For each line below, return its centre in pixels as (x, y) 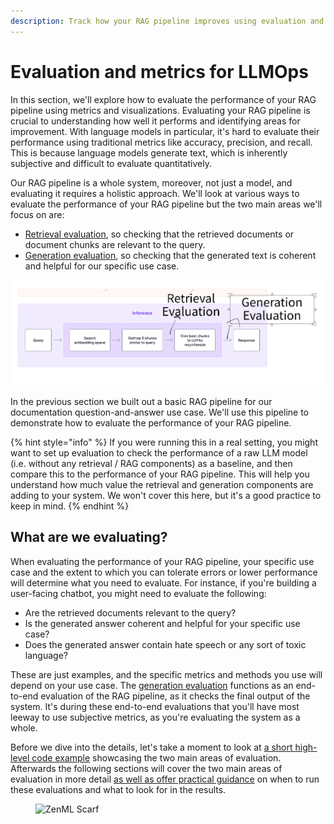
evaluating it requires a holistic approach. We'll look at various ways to (155, 193)
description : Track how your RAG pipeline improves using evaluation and (167, 21)
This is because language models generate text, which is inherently (149, 152)
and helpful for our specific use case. (102, 266)
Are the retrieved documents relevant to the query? (130, 612)
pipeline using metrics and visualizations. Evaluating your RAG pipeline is (160, 110)
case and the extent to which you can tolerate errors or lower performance (164, 572)
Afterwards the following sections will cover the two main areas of (146, 768)
